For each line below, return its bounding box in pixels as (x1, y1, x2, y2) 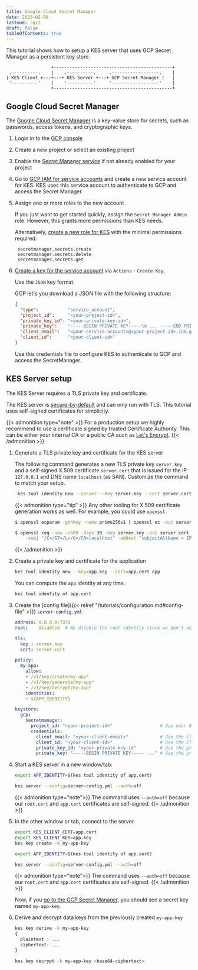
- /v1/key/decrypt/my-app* (25, 684, 92, 690)
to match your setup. (14, 479, 65, 486)
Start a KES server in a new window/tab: (14, 761, 113, 768)
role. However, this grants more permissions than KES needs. (14, 217, 163, 224)
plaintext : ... (20, 936, 60, 943)
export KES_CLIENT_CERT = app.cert (14, 829, 97, 835)
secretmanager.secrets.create (17, 246, 92, 252)
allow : (25, 669, 42, 674)
